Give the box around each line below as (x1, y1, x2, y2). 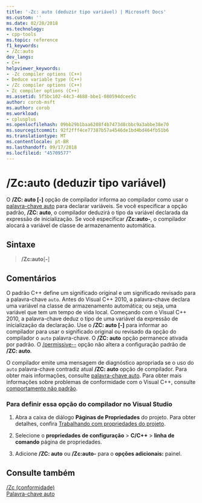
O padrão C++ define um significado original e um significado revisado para (6, 289, 196, 297)
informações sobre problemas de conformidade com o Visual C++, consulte (6, 379, 196, 386)
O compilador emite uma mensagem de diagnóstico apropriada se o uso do (6, 359, 194, 366)
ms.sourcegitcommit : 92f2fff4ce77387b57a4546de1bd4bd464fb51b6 (6, 127, 169, 133)
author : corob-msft (6, 99, 56, 105)
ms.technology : (6, 25, 45, 32)
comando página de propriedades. (15, 438, 103, 446)
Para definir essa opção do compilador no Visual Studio (6, 400, 172, 408)
